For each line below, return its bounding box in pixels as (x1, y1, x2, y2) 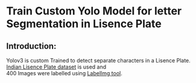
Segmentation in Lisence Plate (6, 17, 162, 31)
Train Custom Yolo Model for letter (6, 4, 182, 18)
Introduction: (6, 41, 57, 51)
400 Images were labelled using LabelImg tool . (6, 70, 122, 76)
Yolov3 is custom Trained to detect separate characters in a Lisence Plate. (6, 57, 191, 64)
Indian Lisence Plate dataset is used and (6, 63, 107, 70)
